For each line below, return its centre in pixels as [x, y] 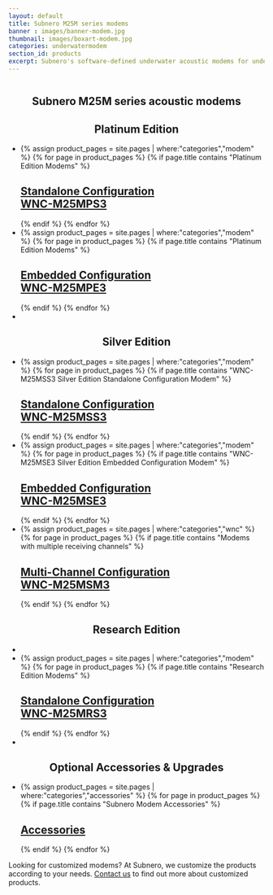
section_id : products [45, 54]
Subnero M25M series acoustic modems [136, 101]
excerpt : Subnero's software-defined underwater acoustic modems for [129, 62]
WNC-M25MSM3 [65, 585]
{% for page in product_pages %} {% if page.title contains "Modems [135, 538]
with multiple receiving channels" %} [82, 547]
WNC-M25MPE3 [63, 288]
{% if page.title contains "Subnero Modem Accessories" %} [120, 804]
